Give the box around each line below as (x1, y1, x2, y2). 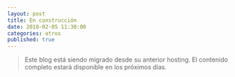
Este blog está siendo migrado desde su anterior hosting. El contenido (24, 55, 229, 64)
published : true (7, 36, 55, 43)
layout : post (7, 10, 46, 17)
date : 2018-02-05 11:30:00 (7, 23, 87, 30)
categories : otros (7, 29, 61, 37)
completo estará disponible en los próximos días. (24, 63, 167, 71)
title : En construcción (7, 17, 77, 24)
